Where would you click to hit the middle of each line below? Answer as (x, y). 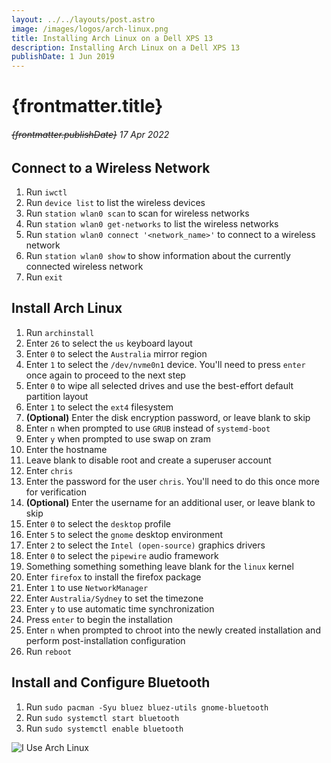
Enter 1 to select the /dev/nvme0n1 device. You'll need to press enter (165, 364)
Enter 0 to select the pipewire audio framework (122, 555)
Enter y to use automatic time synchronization (120, 608)
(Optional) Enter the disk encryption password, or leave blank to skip (168, 417)
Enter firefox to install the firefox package (113, 577)
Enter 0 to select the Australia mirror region (116, 353)
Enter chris (49, 470)
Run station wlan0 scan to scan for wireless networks (137, 213)
